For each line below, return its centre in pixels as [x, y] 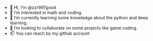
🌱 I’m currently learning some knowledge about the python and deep [79, 18]
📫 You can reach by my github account [50, 33]
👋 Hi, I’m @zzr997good [33, 7]
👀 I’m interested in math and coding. [46, 13]
